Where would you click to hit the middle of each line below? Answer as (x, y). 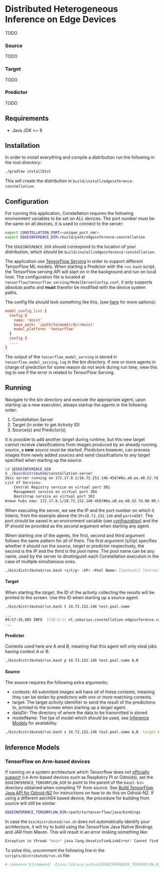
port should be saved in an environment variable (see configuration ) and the (82, 520)
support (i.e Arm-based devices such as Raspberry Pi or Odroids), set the (79, 777)
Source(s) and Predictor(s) (39, 430)
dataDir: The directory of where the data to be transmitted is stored (80, 713)
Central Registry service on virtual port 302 (62, 487)
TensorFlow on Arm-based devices (48, 761)
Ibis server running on (29, 478)
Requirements (27, 118)
